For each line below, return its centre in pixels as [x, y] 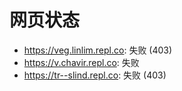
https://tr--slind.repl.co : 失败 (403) [95, 75]
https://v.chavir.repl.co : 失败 [81, 62]
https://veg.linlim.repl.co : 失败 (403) [98, 50]
